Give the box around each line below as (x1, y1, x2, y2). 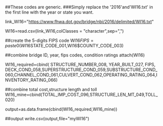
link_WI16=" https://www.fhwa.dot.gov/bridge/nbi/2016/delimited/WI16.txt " (5, 19, 154, 24)
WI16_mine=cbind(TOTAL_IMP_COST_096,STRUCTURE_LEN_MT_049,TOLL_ (5, 92, 158, 97)
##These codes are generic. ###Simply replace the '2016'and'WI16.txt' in (5, 4, 153, 10)
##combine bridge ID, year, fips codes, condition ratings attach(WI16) (5, 52, 145, 58)
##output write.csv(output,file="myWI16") (5, 116, 89, 121)
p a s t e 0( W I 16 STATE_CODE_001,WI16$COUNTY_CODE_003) (5, 43, 124, 48)
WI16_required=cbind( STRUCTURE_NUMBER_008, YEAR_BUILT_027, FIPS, (5, 62, 156, 67)
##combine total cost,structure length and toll (5, 87, 97, 92)
